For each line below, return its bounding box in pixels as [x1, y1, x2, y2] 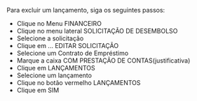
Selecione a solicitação [16, 34, 84, 42]
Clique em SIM [16, 86, 60, 94]
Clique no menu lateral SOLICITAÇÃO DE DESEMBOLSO [16, 27, 178, 35]
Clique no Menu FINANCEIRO [16, 20, 102, 27]
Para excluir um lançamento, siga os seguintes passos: [6, 6, 165, 14]
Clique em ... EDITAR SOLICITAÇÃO [16, 42, 119, 49]
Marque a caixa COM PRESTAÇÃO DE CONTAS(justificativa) [16, 56, 191, 65]
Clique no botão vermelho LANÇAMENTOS [16, 79, 141, 86]
